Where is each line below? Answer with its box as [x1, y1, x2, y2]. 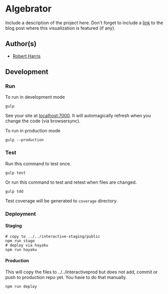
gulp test [5, 170, 26, 175]
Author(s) [5, 40, 37, 48]
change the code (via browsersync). [5, 118, 81, 124]
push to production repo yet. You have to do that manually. [5, 274, 127, 280]
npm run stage [5, 238, 35, 243]
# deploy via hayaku [5, 243, 49, 248]
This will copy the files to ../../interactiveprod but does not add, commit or [5, 269, 158, 275]
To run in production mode [5, 128, 61, 134]
